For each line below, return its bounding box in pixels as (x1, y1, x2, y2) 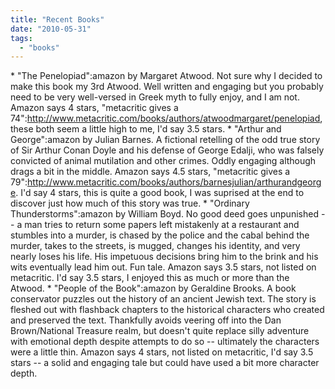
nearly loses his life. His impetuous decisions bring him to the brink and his (10, 251, 319, 263)
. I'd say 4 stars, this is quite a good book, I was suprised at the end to (15, 187, 305, 199)
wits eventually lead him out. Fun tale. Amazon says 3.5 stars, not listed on (10, 261, 317, 273)
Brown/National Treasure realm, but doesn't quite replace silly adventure (10, 325, 310, 337)
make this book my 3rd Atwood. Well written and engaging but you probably (10, 81, 324, 93)
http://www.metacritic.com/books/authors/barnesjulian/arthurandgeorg (27, 176, 322, 188)
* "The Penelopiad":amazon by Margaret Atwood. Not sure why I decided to (10, 70, 323, 82)
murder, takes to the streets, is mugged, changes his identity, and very (10, 240, 301, 252)
